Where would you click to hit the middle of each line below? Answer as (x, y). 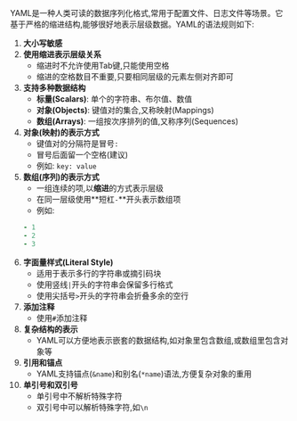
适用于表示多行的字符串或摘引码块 (99, 273)
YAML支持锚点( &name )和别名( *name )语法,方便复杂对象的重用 (144, 374)
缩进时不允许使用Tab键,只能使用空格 (103, 66)
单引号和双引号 (50, 384)
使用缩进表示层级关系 (62, 54)
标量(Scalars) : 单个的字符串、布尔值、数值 (114, 99)
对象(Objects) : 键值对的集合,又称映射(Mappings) (125, 110)
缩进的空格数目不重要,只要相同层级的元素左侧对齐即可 (135, 77)
